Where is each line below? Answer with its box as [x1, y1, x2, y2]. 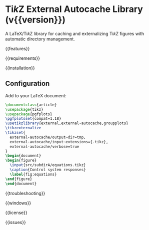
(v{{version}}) [5, 14, 66, 25]
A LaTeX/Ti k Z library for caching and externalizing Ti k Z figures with [5, 30, 144, 36]
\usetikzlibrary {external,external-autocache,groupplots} [5, 121, 128, 126]
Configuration [5, 79, 50, 88]
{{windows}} [5, 200, 31, 206]
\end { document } [5, 181, 37, 186]
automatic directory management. [5, 36, 75, 42]
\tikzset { [5, 130, 26, 135]
